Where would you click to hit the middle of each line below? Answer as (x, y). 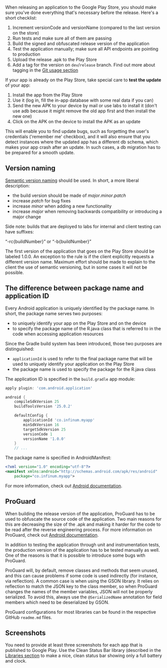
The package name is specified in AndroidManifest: (58, 458)
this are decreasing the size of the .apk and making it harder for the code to (83, 524)
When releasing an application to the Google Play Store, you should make (81, 7)
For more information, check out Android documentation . (64, 486)
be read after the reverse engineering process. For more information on (79, 529)
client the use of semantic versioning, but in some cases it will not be (76, 267)
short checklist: (21, 18)
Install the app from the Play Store (47, 95)
